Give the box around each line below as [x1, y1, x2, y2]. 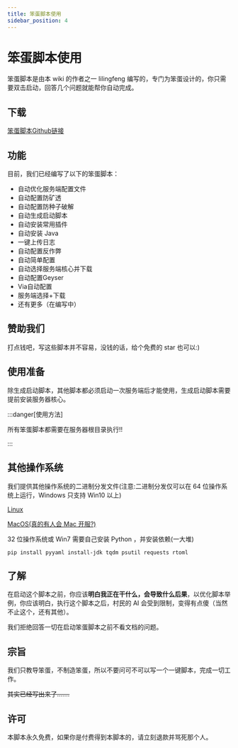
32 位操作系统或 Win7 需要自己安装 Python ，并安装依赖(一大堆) [7, 534, 195, 543]
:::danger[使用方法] [7, 410, 64, 418]
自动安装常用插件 [17, 220, 68, 229]
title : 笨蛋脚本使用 [7, 10, 62, 18]
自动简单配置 [17, 256, 55, 264]
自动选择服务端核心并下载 [17, 264, 93, 273]
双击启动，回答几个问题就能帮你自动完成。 [13, 83, 138, 92]
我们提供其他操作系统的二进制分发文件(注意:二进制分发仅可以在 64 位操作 [7, 482, 222, 490]
